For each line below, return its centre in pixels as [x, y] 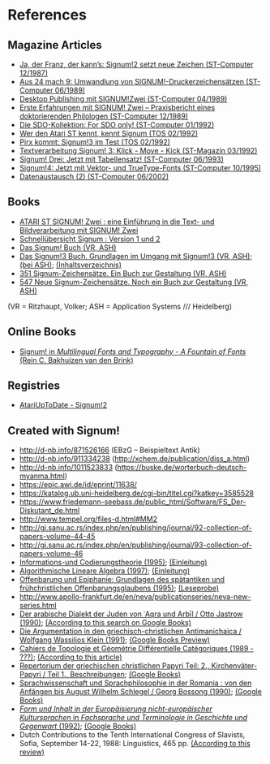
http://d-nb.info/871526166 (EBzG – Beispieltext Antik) [109, 450]
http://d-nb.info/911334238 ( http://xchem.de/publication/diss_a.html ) [135, 459]
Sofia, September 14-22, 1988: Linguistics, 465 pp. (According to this [135, 744]
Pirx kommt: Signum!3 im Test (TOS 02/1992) [95, 142]
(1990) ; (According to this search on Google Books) [105, 623]
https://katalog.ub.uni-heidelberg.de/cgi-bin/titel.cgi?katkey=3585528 [137, 494]
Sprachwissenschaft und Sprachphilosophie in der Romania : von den [135, 683]
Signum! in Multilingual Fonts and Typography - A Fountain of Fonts [133, 352]
